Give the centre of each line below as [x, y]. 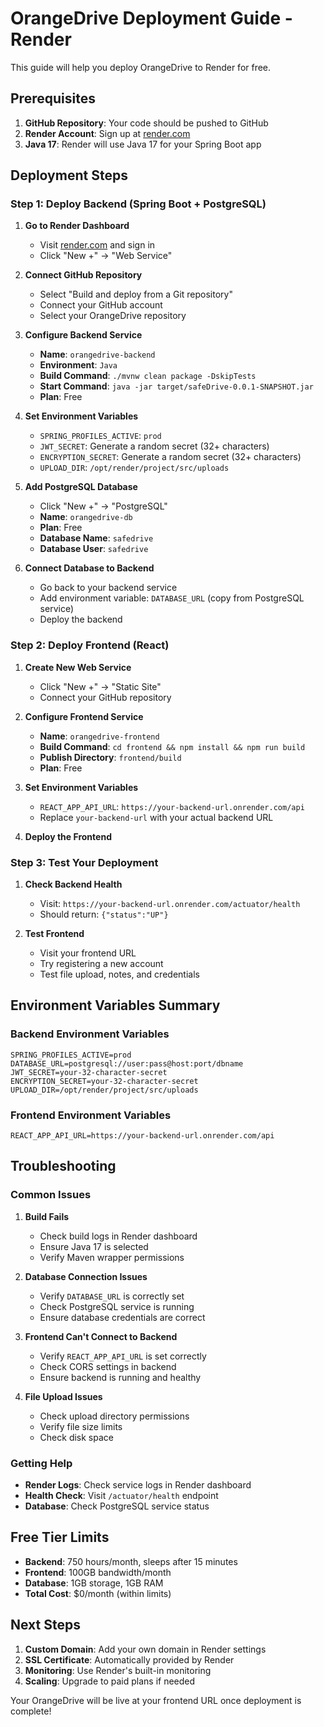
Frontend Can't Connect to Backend [101, 1336]
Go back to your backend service [108, 588]
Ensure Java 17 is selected [94, 1246]
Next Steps [45, 1625]
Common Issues [51, 1195]
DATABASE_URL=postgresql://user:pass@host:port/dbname [127, 1063]
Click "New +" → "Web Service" [106, 256]
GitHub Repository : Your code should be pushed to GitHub [146, 123]
